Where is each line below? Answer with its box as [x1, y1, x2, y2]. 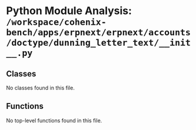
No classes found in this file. [6, 84, 75, 91]
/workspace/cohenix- [6, 16, 107, 28]
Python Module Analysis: [6, 4, 132, 18]
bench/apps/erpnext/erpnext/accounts [6, 27, 191, 38]
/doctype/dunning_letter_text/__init [6, 37, 191, 48]
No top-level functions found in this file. [6, 116, 102, 124]
